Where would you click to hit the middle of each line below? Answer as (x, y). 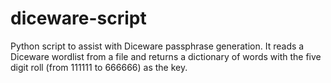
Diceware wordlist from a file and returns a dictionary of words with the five (166, 56)
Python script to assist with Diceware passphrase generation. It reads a (157, 46)
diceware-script (78, 18)
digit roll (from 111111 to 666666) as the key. (99, 67)
